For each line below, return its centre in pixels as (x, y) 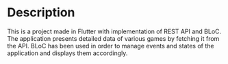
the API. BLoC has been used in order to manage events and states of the (111, 46)
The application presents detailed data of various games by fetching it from (113, 38)
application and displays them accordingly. (67, 53)
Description (41, 13)
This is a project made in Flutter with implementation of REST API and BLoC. (114, 31)
